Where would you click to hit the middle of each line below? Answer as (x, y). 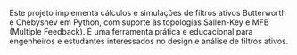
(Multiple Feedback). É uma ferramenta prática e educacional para (131, 31)
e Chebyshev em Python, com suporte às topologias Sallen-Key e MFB (139, 22)
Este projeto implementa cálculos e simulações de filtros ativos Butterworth (148, 13)
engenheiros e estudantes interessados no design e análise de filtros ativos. (149, 41)
